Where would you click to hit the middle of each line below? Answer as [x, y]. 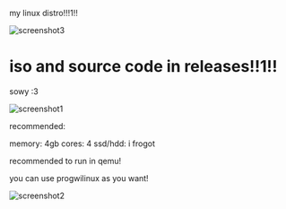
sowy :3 [24, 91]
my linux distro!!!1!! [43, 13]
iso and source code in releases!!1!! [143, 67]
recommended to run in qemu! [65, 161]
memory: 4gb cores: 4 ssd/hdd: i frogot [82, 144]
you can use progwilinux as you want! [79, 178]
